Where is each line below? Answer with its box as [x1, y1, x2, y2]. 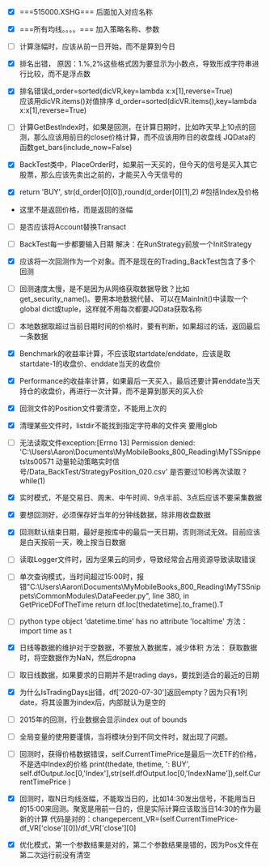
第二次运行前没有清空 [19, 850, 91, 860]
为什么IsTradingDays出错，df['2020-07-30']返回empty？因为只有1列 [19, 687, 248, 697]
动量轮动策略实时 [55, 457, 113, 466]
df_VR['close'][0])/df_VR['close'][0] [19, 822, 137, 833]
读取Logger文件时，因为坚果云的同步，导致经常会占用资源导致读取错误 [19, 555, 256, 564]
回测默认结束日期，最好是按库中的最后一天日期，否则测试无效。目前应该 [19, 527, 260, 537]
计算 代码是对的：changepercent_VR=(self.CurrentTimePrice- [33, 813, 238, 823]
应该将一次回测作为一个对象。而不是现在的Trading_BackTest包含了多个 [19, 256, 256, 266]
